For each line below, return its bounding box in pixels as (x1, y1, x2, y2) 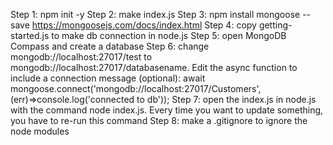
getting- (258, 19, 293, 31)
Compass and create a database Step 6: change (10, 40, 210, 52)
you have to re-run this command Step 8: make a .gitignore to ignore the (10, 115, 308, 126)
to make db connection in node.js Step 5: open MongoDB (51, 30, 287, 41)
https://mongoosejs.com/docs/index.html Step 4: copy (31, 19, 257, 31)
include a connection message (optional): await (10, 72, 206, 84)
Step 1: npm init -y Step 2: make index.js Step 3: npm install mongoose (10, 9, 301, 20)
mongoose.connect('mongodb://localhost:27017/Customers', (10, 83, 262, 94)
